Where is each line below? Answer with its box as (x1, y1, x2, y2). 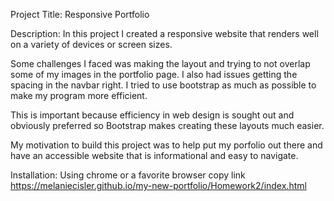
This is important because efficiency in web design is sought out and (10, 109, 295, 121)
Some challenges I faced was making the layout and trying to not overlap (10, 58, 311, 69)
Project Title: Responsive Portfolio (10, 9, 150, 20)
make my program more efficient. (10, 90, 148, 101)
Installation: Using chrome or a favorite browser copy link (10, 169, 246, 181)
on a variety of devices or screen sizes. (10, 39, 173, 50)
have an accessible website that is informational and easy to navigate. (10, 150, 299, 161)
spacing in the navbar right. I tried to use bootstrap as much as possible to (10, 79, 317, 91)
